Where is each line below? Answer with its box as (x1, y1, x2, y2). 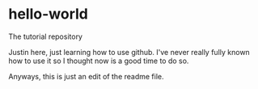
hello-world (8, 5, 89, 23)
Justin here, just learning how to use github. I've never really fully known (8, 47, 251, 57)
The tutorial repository (8, 32, 83, 41)
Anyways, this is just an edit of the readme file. (8, 71, 164, 81)
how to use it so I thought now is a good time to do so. (8, 56, 189, 66)
